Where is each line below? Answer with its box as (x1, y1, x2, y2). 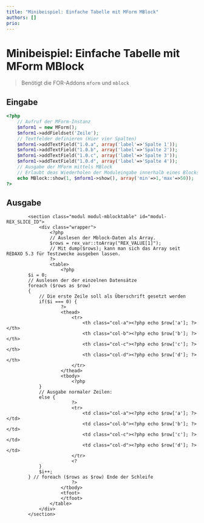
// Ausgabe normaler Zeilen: (38, 389, 113, 395)
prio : (6, 20, 20, 26)
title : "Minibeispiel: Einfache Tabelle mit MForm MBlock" (6, 9, 159, 15)
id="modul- (139, 214, 167, 220)
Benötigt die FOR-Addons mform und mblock (21, 80, 129, 87)
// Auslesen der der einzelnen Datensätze (28, 278, 137, 284)
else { (38, 394, 56, 401)
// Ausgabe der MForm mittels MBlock (17, 164, 113, 170)
